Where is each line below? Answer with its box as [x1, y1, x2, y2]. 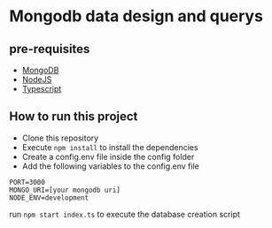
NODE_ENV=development [9, 193, 89, 202]
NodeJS [21, 74, 52, 85]
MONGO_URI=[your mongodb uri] [9, 186, 121, 194]
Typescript [21, 84, 62, 94]
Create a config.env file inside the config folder [21, 151, 195, 162]
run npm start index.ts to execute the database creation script [9, 209, 241, 219]
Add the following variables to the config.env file [21, 161, 199, 171]
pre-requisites [9, 42, 90, 57]
